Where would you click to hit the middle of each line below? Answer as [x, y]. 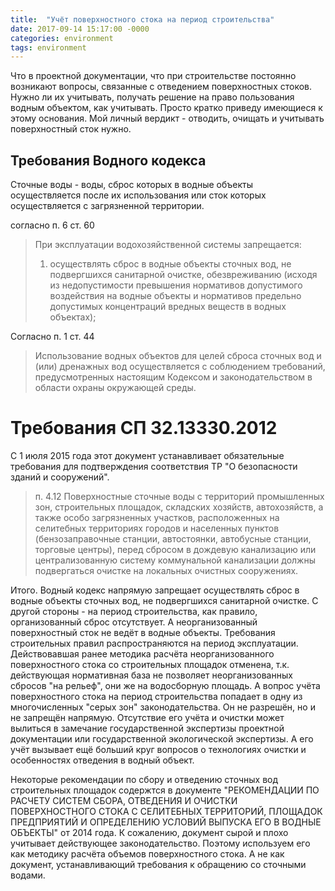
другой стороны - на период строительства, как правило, [134, 611]
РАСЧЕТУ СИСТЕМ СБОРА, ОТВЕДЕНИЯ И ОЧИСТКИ [124, 800]
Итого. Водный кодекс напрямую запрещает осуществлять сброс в [155, 590]
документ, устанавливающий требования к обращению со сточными [158, 864]
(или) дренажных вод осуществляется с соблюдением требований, [180, 367]
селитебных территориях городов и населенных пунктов [157, 528]
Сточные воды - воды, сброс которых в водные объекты [132, 185]
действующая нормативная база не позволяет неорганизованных [151, 675]
